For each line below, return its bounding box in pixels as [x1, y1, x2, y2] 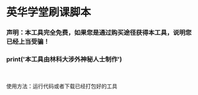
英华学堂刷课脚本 [6, 5, 92, 19]
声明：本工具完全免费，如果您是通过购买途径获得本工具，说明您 [6, 28, 192, 37]
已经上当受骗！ [6, 37, 50, 46]
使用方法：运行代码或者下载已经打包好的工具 [6, 82, 118, 90]
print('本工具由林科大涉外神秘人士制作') [6, 55, 123, 64]
